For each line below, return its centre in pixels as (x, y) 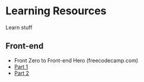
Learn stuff (19, 27)
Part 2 (22, 73)
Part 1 (21, 67)
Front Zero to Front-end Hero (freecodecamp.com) (76, 60)
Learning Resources (56, 11)
